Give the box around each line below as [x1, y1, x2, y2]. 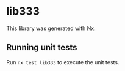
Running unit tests [6, 42, 77, 53]
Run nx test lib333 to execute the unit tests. [6, 58, 120, 65]
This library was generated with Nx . [6, 24, 96, 32]
